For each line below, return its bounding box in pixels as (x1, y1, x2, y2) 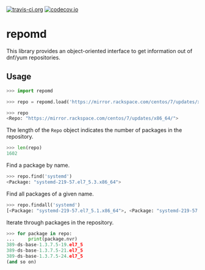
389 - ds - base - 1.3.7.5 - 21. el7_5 (6, 247, 84, 254)
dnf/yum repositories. (6, 54, 61, 61)
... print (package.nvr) (6, 236, 78, 243)
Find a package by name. (6, 162, 70, 169)
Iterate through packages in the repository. (6, 219, 114, 226)
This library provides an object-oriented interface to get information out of (6, 47, 193, 54)
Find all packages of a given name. (6, 190, 95, 197)
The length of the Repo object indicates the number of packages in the (6, 126, 182, 134)
